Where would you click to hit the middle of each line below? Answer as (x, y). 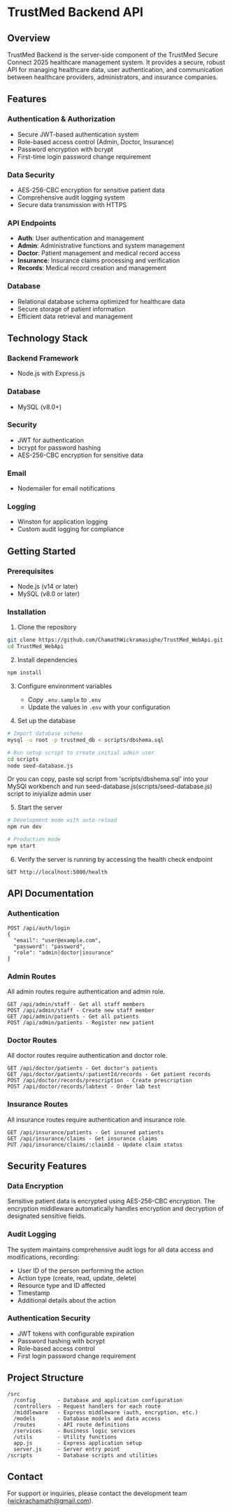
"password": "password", (50, 946)
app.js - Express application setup (78, 1443)
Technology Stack (48, 338)
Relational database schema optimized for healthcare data (101, 301)
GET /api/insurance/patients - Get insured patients (86, 1132)
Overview (29, 38)
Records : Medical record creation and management (92, 268)
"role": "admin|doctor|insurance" (64, 953)
